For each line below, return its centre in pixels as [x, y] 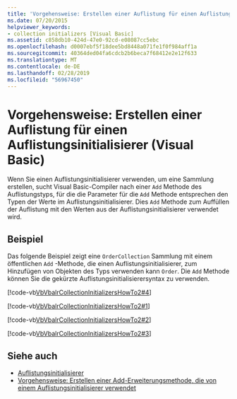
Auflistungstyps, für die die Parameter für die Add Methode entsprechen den [118, 195]
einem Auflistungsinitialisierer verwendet [77, 388]
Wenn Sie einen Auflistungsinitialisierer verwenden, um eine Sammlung [110, 179]
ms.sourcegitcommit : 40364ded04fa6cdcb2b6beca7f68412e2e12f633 [102, 54]
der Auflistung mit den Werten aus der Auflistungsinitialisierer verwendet [113, 209]
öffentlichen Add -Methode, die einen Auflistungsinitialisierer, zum [102, 264]
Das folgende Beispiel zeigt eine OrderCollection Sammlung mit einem [110, 256]
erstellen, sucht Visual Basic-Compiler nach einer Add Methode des [105, 187]
